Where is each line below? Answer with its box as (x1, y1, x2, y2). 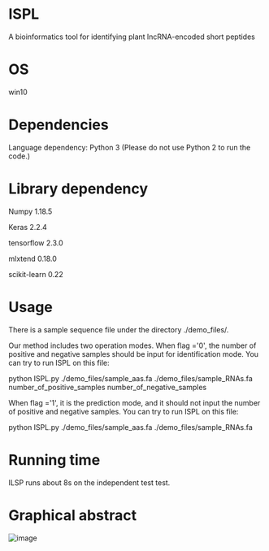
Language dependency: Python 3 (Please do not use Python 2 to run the (8, 142, 251, 152)
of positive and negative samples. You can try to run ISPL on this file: (8, 406, 239, 416)
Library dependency (8, 180, 149, 197)
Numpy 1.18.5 (8, 206, 53, 216)
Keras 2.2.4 (8, 222, 47, 232)
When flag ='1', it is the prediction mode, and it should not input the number (8, 397, 261, 407)
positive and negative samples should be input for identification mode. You (8, 349, 258, 358)
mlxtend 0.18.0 (8, 254, 57, 263)
